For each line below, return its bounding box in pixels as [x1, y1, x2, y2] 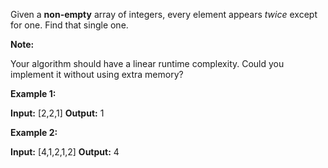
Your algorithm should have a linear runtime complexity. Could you [10, 58, 285, 69]
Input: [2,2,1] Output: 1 [10, 107, 105, 119]
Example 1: [10, 88, 57, 99]
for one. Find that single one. [10, 19, 129, 31]
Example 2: [10, 127, 58, 138]
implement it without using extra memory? [10, 69, 184, 80]
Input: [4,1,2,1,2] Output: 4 [10, 146, 120, 158]
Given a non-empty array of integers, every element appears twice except [10, 9, 318, 20]
